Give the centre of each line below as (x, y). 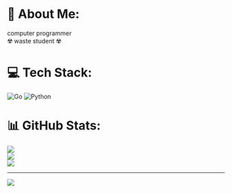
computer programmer (40, 33)
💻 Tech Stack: (50, 73)
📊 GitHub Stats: (54, 126)
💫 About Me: (43, 14)
